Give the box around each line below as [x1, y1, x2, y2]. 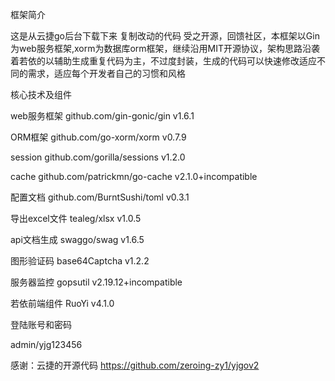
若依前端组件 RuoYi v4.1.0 [10, 298, 115, 309]
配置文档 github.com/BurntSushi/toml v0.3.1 [10, 191, 190, 203]
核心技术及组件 [10, 89, 72, 100]
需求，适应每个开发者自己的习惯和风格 [27, 68, 186, 79]
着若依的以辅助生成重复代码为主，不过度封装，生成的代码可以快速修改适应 [10, 55, 317, 67]
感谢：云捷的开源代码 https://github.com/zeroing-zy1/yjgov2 [10, 359, 260, 371]
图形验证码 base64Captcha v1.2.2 [10, 255, 150, 267]
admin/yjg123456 [10, 339, 83, 350]
